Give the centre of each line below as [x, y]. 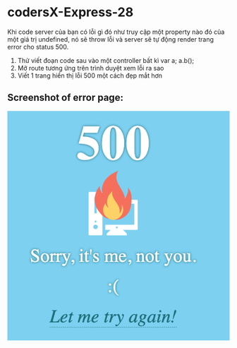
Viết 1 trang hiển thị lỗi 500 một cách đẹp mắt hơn [90, 76]
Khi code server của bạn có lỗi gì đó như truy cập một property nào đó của [116, 32]
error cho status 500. [38, 47]
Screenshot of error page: [65, 98]
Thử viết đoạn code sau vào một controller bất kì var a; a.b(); [106, 60]
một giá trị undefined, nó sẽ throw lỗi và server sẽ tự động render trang [110, 39]
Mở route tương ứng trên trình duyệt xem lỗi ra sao [91, 68]
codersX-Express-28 [71, 12]
